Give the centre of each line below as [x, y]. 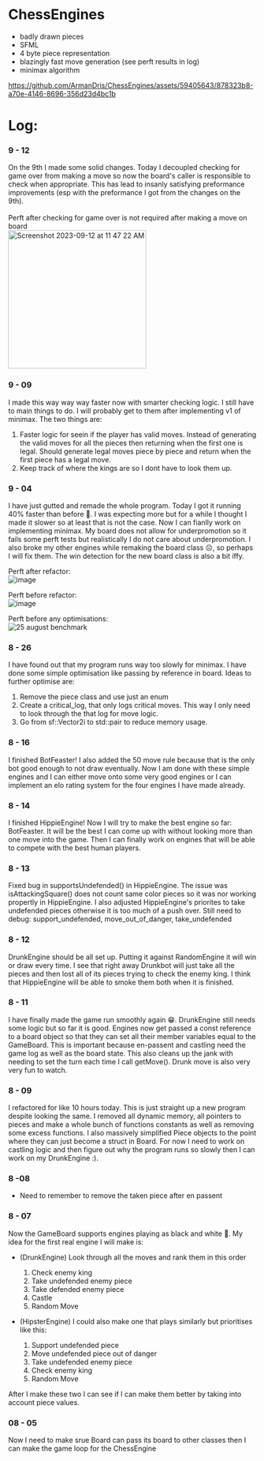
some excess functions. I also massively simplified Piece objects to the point [132, 1133]
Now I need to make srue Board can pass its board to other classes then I [127, 1440]
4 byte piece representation [65, 53]
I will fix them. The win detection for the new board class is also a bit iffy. [126, 556]
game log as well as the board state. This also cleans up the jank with [121, 1053]
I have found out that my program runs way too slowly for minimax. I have [127, 665]
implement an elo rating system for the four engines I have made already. [127, 785]
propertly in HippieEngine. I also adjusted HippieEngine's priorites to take [127, 902]
